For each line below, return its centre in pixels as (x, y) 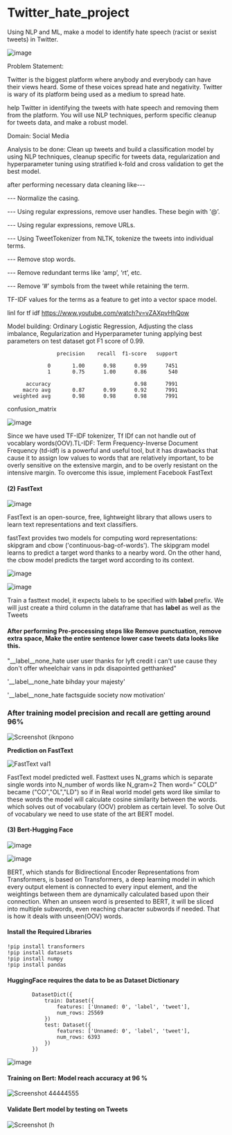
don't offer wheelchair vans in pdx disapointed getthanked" (92, 668)
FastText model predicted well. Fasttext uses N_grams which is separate (110, 777)
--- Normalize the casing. (43, 198)
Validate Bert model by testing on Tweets (68, 1109)
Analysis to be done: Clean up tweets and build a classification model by (110, 149)
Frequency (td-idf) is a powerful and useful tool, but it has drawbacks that (113, 450)
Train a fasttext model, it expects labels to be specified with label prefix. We (115, 600)
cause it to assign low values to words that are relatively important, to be (110, 458)
